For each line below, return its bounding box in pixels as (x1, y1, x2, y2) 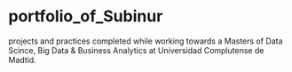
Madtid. (8, 54, 36, 65)
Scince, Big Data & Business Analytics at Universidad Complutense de (8, 44, 264, 55)
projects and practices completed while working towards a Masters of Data (8, 36, 283, 46)
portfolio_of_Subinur (8, 6, 163, 27)
